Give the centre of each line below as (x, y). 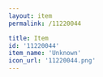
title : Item (28, 38)
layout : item (30, 16)
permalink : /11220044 (45, 24)
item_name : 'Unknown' (45, 53)
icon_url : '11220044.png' (52, 61)
